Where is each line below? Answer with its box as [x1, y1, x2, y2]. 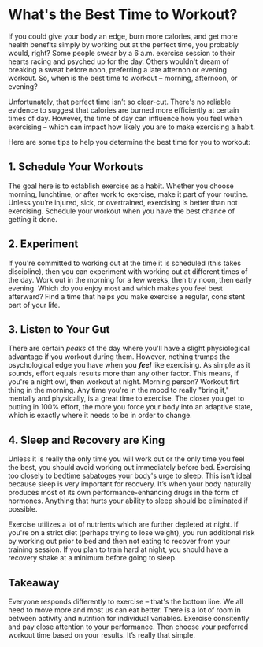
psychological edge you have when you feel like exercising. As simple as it [8, 360, 250, 370]
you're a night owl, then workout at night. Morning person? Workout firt [8, 377, 239, 386]
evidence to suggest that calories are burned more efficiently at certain [8, 105, 239, 115]
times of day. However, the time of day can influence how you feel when [8, 113, 243, 123]
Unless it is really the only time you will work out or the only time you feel [8, 454, 245, 464]
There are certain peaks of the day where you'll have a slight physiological [8, 344, 250, 353]
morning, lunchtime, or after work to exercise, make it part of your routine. [8, 189, 249, 198]
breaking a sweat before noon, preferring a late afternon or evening [8, 65, 227, 74]
